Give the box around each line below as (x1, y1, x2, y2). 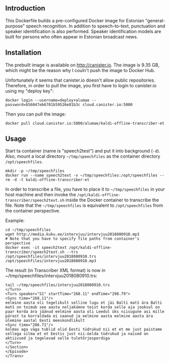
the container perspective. (5, 208, 61, 214)
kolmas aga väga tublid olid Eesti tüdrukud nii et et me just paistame (5, 327, 162, 332)
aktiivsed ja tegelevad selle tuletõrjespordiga (5, 336, 110, 341)
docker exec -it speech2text (5, 245, 67, 250)
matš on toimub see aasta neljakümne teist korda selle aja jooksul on (5, 305, 160, 310)
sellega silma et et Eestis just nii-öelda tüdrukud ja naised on (5, 332, 149, 337)
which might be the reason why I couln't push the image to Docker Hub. (5, 67, 156, 73)
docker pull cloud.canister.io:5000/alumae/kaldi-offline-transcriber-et (5, 121, 165, 126)
